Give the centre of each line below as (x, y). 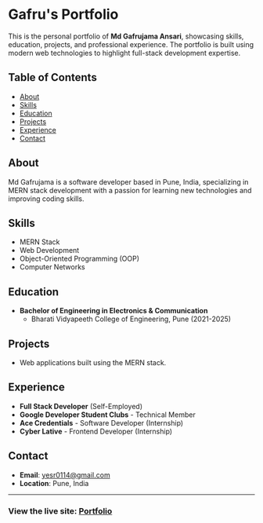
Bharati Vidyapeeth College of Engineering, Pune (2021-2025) (131, 319)
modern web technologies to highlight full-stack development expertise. (124, 53)
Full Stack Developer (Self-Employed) (81, 406)
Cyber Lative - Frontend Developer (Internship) (96, 431)
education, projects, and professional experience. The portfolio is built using (131, 44)
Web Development (49, 251)
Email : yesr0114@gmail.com (65, 475)
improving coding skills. (46, 199)
